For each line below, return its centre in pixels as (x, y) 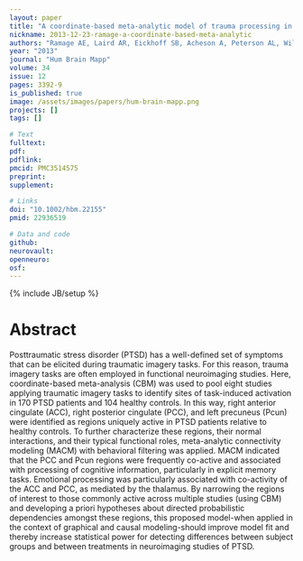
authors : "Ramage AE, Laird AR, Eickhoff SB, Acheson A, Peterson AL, (145, 43)
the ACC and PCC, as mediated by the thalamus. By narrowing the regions (147, 489)
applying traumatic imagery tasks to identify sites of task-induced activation (151, 393)
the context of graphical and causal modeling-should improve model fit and (149, 528)
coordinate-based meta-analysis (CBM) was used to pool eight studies (141, 383)
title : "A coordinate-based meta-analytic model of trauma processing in (151, 26)
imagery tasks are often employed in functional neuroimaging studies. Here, (150, 374)
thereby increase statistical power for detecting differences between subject (151, 537)
